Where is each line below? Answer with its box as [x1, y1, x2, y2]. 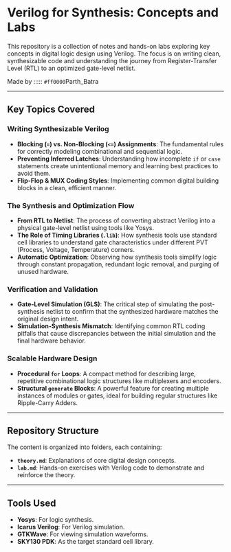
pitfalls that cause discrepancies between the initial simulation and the [16, 330, 217, 338]
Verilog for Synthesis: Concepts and [7, 5, 219, 21]
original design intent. [16, 314, 79, 323]
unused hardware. [16, 267, 69, 275]
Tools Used [7, 497, 56, 509]
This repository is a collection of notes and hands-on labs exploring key [7, 42, 210, 50]
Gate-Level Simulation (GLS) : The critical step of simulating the [16, 300, 198, 308]
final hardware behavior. [16, 336, 86, 345]
